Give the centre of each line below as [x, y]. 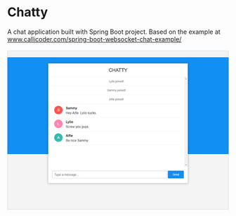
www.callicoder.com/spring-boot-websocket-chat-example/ [94, 39]
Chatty [28, 12]
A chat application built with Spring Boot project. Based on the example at [114, 32]
